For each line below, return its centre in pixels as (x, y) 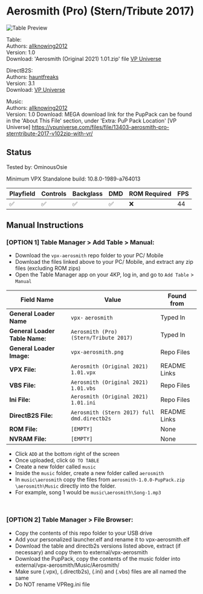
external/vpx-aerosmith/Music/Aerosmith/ (67, 565)
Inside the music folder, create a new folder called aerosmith (89, 473)
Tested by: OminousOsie (37, 167)
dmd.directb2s (91, 419)
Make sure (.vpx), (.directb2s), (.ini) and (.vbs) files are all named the (101, 571)
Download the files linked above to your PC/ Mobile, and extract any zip (104, 262)
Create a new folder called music (55, 467)
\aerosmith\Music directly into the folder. (66, 486)
